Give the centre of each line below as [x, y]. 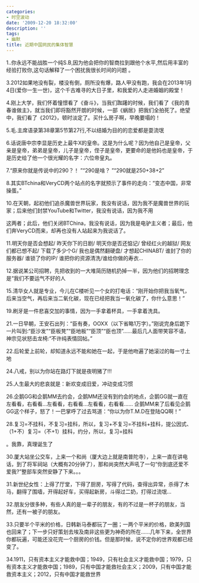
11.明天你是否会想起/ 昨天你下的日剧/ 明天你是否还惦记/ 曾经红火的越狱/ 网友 [99, 243]
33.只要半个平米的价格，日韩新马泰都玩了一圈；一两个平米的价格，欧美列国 [98, 524]
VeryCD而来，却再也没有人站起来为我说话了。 [73, 230]
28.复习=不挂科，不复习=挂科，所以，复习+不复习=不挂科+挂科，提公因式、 [99, 424]
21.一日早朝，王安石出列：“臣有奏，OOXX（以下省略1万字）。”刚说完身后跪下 [98, 323]
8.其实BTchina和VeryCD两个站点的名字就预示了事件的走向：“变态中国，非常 [99, 183]
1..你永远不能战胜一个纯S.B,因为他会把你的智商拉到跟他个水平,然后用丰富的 [97, 62]
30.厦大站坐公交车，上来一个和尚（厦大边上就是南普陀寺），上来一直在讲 [94, 456]
